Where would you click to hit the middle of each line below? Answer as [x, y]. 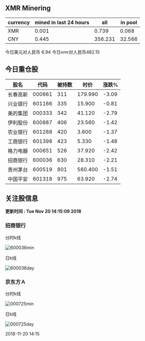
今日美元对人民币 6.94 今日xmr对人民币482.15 [52, 52]
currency [19, 22]
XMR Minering [28, 8]
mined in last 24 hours [62, 22]
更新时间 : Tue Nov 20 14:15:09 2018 [43, 211]
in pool [129, 22]
